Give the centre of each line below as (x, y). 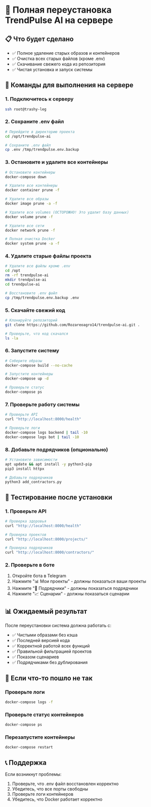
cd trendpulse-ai (23, 284)
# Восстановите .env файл (31, 293)
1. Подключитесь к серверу (39, 99)
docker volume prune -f (29, 217)
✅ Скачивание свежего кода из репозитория (59, 64)
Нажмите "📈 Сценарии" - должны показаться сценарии (71, 594)
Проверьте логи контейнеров (43, 794)
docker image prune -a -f (31, 204)
